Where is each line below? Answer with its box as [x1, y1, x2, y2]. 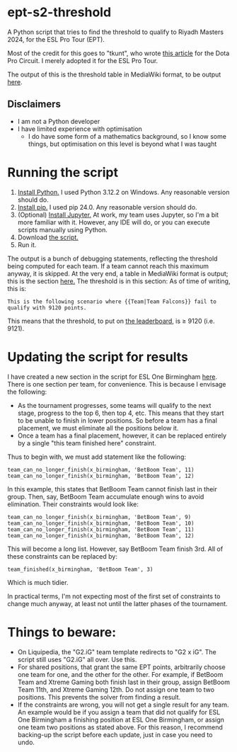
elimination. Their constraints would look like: [7, 500, 139, 508]
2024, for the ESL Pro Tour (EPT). [7, 35, 105, 43]
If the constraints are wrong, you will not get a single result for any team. [17, 700, 229, 709]
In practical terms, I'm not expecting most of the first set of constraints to [7, 592, 221, 600]
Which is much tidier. [7, 578, 69, 586]
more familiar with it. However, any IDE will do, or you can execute [17, 217, 210, 227]
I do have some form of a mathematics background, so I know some [28, 132, 226, 140]
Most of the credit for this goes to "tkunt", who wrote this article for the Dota [7, 49, 230, 57]
